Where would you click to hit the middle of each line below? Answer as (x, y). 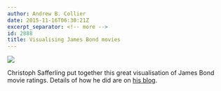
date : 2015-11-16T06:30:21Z (48, 20)
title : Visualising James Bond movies (64, 40)
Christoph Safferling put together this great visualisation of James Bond (111, 73)
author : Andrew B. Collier (47, 14)
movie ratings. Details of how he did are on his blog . (82, 80)
